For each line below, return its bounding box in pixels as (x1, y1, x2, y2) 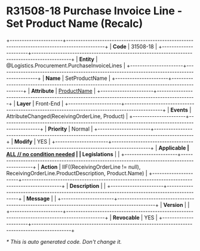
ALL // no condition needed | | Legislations (6, 150, 113, 157)
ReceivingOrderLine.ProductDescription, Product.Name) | (6, 169, 148, 176)
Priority (47, 125, 67, 132)
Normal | (71, 125, 93, 132)
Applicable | (158, 144, 189, 151)
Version (163, 201, 183, 208)
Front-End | (35, 100, 64, 107)
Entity (79, 55, 94, 63)
